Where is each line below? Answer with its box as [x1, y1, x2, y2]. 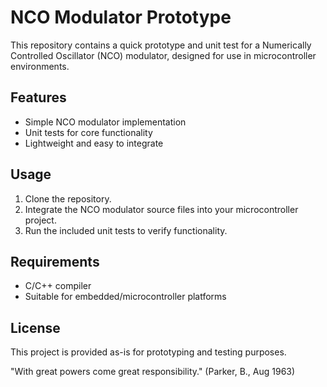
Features [10, 89, 67, 106]
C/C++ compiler [24, 280, 92, 292]
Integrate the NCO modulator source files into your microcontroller [24, 203, 299, 215]
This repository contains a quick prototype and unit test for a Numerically [10, 39, 312, 51]
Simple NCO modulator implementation [24, 116, 187, 128]
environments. [10, 60, 70, 72]
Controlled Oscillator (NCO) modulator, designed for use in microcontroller [10, 49, 317, 61]
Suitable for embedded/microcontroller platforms [24, 291, 227, 303]
